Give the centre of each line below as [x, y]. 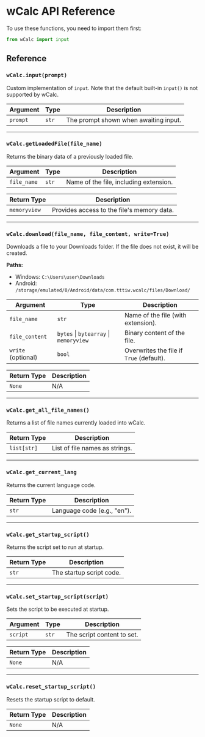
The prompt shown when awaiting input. [124, 119]
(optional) [23, 358]
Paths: [15, 265]
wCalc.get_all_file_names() [48, 410]
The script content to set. [102, 635]
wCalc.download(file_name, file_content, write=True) [88, 234]
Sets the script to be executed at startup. [58, 609]
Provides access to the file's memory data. [113, 210]
